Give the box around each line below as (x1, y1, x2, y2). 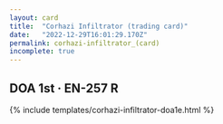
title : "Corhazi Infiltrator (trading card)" (9, 22, 189, 31)
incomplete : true (9, 47, 75, 56)
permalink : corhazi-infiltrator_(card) (9, 38, 160, 48)
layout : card (9, 13, 59, 23)
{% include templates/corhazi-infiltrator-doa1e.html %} (9, 104, 215, 115)
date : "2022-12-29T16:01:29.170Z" (9, 30, 148, 39)
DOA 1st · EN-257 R (9, 81, 119, 96)
